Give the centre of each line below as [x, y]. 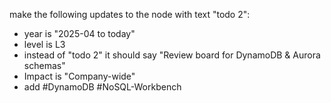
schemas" [44, 65]
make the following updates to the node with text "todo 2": [130, 14]
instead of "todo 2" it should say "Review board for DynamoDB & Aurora [172, 55]
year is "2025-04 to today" [79, 33]
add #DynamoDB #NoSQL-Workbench [102, 87]
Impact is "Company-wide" [79, 76]
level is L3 [44, 44]
